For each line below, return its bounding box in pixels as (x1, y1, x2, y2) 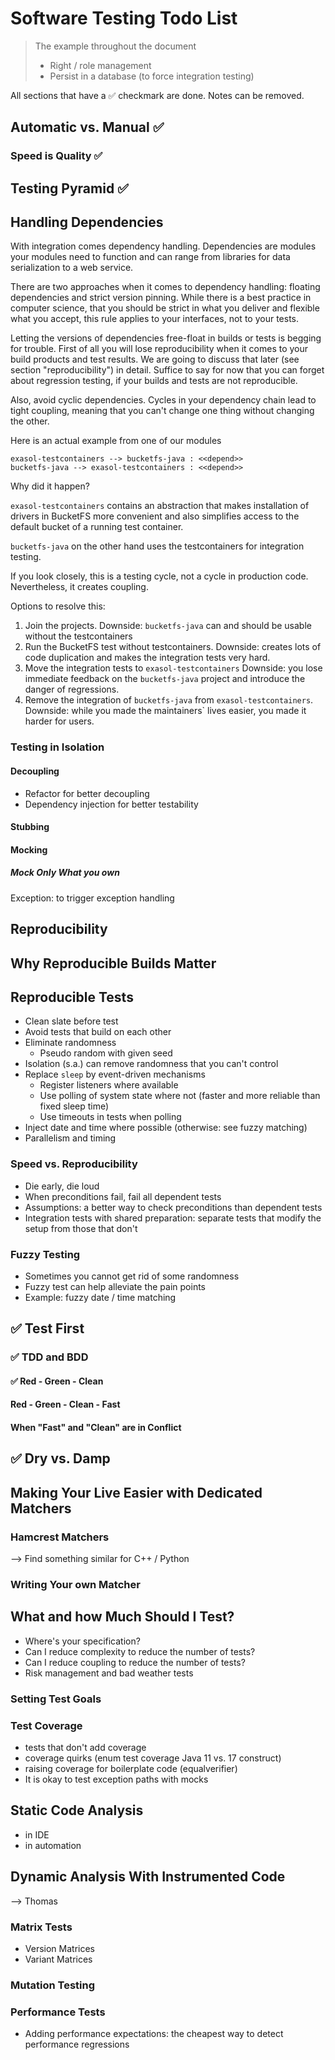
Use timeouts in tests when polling (39, 1111, 182, 1123)
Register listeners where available (39, 1079, 179, 1091)
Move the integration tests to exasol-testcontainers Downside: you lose (24, 662, 323, 674)
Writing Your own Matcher (10, 1578, 141, 1592)
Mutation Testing (10, 1978, 96, 1992)
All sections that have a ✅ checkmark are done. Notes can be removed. (10, 89, 305, 101)
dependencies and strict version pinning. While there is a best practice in (10, 292, 312, 304)
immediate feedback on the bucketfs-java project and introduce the (24, 673, 306, 685)
